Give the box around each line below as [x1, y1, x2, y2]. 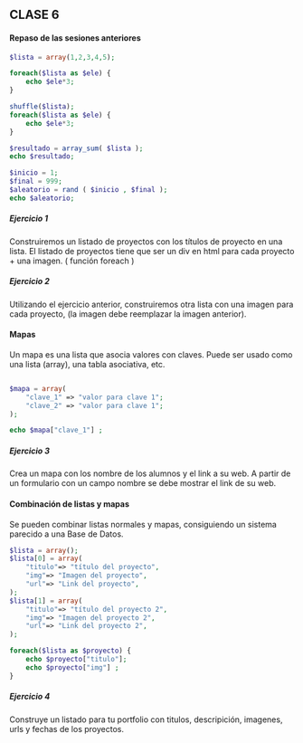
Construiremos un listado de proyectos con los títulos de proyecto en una [9, 235, 283, 247]
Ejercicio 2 [9, 276, 50, 287]
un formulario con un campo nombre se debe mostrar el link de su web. [9, 478, 277, 489]
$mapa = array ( [9, 384, 67, 393]
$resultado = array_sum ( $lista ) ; [9, 144, 144, 153]
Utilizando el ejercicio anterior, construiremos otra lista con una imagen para [9, 299, 294, 310]
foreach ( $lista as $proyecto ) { [9, 646, 131, 655]
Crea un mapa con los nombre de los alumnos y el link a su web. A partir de [9, 468, 291, 479]
